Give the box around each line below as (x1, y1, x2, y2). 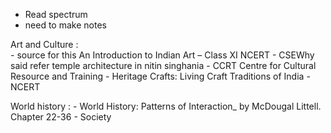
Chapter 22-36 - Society (10, 111, 112, 123)
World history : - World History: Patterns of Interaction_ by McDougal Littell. (10, 100, 322, 112)
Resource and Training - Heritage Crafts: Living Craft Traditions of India (10, 70, 305, 82)
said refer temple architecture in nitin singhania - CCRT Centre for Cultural (10, 60, 317, 71)
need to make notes (24, 19, 107, 31)
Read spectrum (24, 9, 88, 20)
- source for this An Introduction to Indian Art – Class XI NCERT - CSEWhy (10, 49, 315, 61)
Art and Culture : (10, 39, 79, 50)
